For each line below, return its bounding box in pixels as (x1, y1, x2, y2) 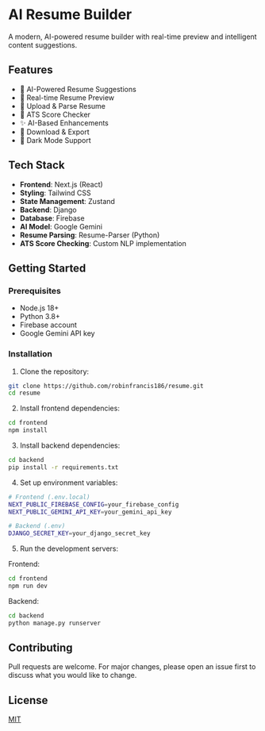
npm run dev (8, 582, 48, 591)
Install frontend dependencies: (19, 403, 121, 414)
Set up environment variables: (19, 478, 118, 487)
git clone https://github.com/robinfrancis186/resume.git (8, 382, 204, 390)
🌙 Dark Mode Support (19, 135, 91, 144)
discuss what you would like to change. (8, 671, 137, 680)
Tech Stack (8, 159, 65, 172)
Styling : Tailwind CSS (19, 188, 91, 198)
